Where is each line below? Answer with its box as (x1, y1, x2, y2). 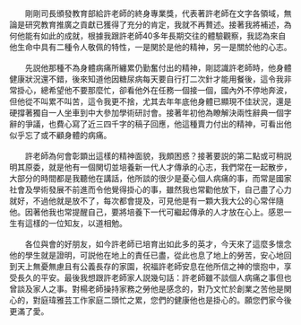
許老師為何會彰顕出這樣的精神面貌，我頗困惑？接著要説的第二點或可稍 (24, 151, 284, 161)
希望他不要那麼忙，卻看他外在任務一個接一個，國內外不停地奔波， (47, 85, 292, 95)
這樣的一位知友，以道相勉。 (24, 218, 127, 228)
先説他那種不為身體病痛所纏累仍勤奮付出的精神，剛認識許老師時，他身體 (24, 63, 292, 73)
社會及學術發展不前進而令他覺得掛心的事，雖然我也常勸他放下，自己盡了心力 (9, 184, 292, 195)
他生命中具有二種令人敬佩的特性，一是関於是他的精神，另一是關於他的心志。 (9, 42, 292, 52)
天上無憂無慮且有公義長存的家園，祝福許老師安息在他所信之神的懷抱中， (16, 261, 284, 271)
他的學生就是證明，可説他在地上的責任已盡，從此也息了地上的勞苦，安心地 (9, 250, 284, 260)
